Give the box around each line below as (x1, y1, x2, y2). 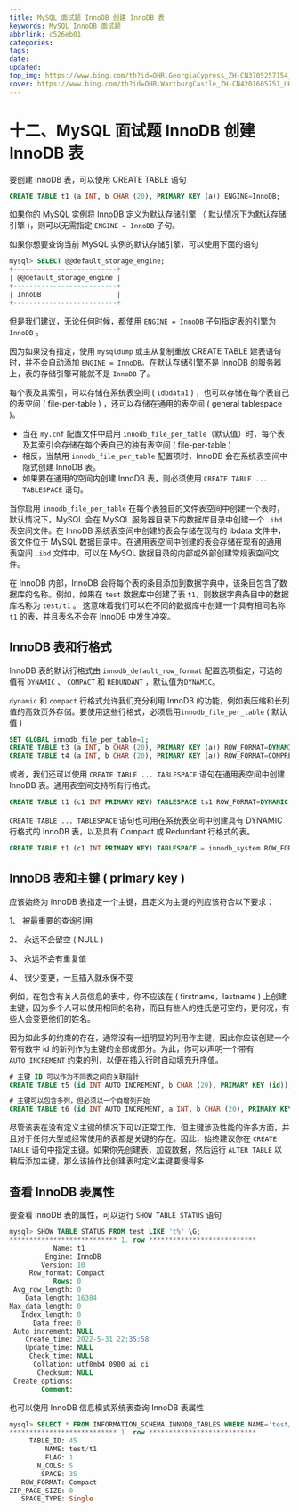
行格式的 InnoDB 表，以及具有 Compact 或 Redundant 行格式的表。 (9, 826, 255, 836)
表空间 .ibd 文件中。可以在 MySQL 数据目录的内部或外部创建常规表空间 (9, 547, 271, 558)
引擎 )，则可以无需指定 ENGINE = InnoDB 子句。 (9, 220, 181, 231)
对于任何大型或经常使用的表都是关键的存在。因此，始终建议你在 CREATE (16, 1133, 278, 1144)
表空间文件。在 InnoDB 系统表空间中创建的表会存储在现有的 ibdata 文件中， (9, 525, 287, 536)
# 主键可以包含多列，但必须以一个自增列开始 (9, 1097, 150, 1105)
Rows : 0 (53, 1277, 82, 1286)
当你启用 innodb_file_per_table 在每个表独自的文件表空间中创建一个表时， (9, 503, 285, 514)
